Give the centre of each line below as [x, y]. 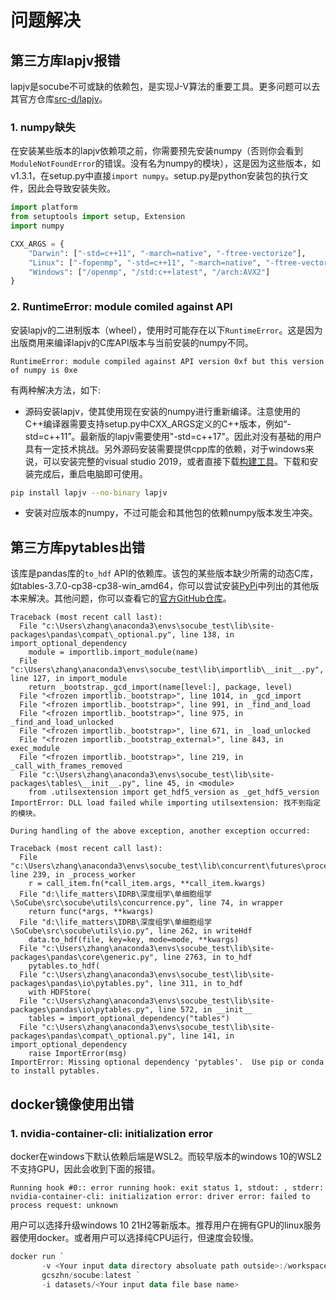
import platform [44, 207]
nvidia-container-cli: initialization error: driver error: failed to [160, 1196]
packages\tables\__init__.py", [75, 784]
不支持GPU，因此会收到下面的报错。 [85, 1168]
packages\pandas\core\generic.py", [84, 957]
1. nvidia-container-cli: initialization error [111, 1133]
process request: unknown [64, 1205]
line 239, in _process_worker [73, 875]
